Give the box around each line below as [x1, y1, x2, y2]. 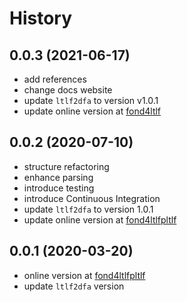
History [9, 7, 73, 30]
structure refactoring [23, 160, 110, 172]
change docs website [23, 84, 113, 96]
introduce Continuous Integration [23, 192, 161, 204]
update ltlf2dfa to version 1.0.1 [23, 203, 154, 215]
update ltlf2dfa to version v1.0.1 [23, 95, 159, 106]
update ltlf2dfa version [23, 280, 125, 292]
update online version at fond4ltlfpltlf [23, 213, 177, 226]
